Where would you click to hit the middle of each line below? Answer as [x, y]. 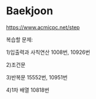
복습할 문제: [20, 39]
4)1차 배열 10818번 [28, 90]
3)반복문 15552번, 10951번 [37, 77]
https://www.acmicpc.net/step [43, 27]
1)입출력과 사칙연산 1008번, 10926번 [48, 52]
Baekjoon [30, 11]
